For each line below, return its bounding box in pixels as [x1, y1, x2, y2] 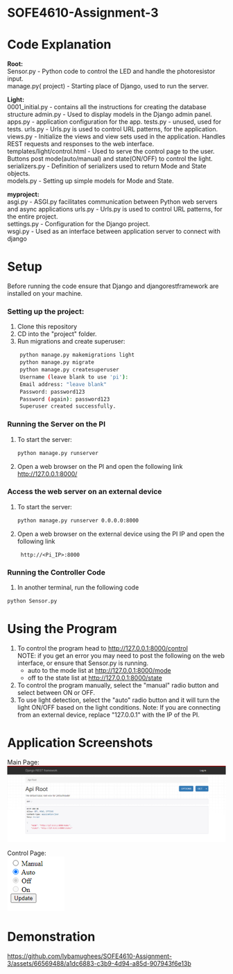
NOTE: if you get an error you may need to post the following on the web [17, 651, 225, 660]
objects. [7, 169, 31, 178]
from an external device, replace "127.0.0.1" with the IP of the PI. [17, 710, 200, 719]
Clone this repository [17, 322, 78, 331]
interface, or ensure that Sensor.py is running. [17, 659, 149, 667]
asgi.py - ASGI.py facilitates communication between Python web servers [7, 198, 218, 206]
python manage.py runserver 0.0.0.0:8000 [17, 517, 139, 524]
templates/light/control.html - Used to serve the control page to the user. [7, 147, 215, 156]
